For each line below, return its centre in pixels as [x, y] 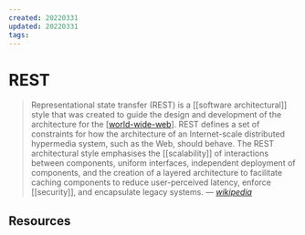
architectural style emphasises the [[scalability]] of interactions [150, 153]
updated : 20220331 [43, 26]
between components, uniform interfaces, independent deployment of [163, 163]
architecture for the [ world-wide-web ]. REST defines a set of [145, 125]
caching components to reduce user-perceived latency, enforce [151, 182]
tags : [19, 35]
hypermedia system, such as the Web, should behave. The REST [152, 144]
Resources [40, 221]
